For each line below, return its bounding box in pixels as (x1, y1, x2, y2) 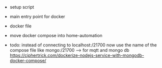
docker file (9, 23, 32, 29)
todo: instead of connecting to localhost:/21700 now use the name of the (9, 42, 157, 48)
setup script (9, 4, 34, 10)
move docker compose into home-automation (9, 33, 103, 38)
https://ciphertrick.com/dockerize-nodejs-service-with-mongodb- (9, 52, 144, 58)
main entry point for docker (9, 14, 65, 19)
